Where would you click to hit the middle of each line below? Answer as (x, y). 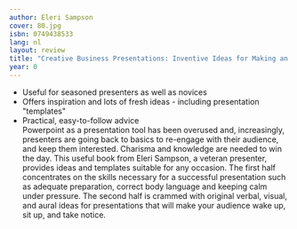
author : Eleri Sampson (51, 17)
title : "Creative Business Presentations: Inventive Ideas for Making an (149, 59)
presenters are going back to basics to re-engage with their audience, (150, 139)
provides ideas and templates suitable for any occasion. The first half (148, 167)
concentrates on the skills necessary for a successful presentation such (154, 177)
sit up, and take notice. (64, 215)
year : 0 (24, 67)
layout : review (37, 51)
